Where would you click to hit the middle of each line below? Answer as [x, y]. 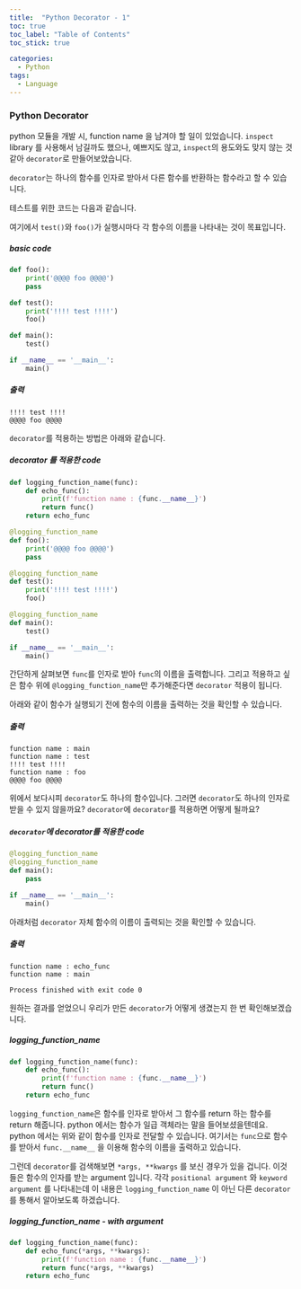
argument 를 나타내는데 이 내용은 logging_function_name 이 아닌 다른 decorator [150, 1188]
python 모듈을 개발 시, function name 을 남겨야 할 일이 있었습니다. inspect [142, 137]
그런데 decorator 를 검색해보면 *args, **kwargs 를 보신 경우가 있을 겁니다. [140, 1166]
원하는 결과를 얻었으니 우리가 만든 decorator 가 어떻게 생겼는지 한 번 [128, 1008]
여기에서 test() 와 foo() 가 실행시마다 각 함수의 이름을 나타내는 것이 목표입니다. [147, 227]
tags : [19, 76]
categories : [31, 59]
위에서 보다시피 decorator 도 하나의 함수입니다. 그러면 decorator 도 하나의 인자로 [150, 798]
